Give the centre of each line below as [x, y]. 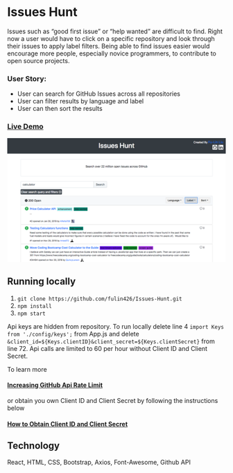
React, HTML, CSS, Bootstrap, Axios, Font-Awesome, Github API [99, 463]
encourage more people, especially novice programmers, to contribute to [112, 53]
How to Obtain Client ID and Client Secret [68, 424]
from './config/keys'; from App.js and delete [74, 334]
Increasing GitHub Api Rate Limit [55, 385]
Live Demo [25, 127]
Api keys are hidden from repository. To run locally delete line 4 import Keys [115, 326]
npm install [34, 306]
